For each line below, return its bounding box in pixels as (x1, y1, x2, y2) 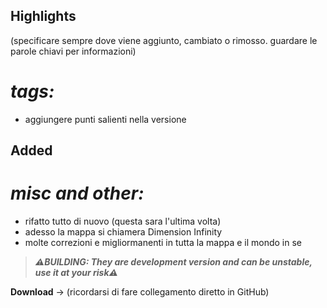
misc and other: (10, 182, 145, 205)
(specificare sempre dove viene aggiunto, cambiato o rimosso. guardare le (10, 34, 318, 46)
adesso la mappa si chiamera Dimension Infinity (24, 226, 223, 238)
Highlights (10, 8, 77, 25)
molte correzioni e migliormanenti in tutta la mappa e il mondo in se (24, 237, 303, 249)
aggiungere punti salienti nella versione (24, 113, 187, 125)
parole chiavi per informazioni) (10, 45, 137, 57)
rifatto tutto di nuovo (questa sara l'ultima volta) (24, 215, 222, 228)
